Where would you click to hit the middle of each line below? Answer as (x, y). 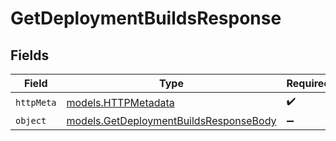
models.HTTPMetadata (120, 102)
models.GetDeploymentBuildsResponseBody (171, 120)
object (31, 120)
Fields (30, 55)
